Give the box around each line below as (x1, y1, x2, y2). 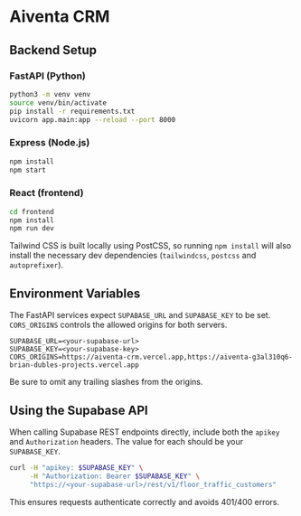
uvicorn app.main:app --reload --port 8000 (9, 115, 176, 124)
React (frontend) (9, 187, 84, 200)
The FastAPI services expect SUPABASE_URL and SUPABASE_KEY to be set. (9, 310, 271, 321)
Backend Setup (9, 42, 98, 58)
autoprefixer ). (9, 259, 64, 270)
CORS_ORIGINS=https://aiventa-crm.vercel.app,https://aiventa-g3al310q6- (9, 352, 294, 362)
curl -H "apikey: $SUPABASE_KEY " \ (9, 463, 144, 472)
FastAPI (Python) (9, 70, 86, 82)
